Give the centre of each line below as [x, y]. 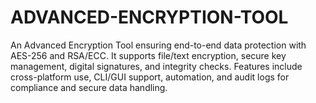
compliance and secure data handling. [89, 87]
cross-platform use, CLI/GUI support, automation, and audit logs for [150, 77]
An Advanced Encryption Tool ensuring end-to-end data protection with [158, 45]
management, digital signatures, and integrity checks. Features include [156, 66]
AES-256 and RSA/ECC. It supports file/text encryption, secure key [148, 55]
